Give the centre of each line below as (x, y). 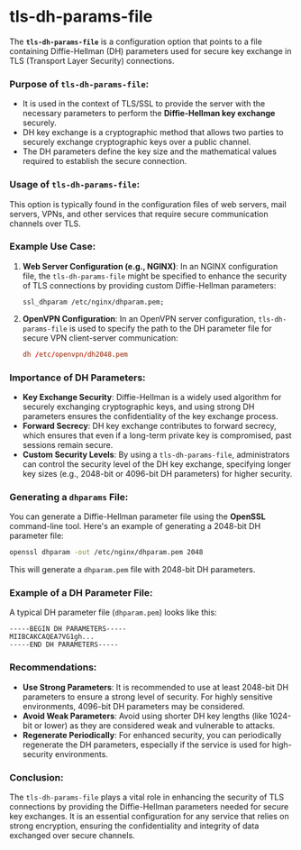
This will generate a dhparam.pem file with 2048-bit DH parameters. (132, 570)
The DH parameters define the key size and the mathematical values (150, 151)
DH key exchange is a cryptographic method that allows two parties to (153, 133)
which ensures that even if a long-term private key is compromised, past (157, 435)
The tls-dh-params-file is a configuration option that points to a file (136, 41)
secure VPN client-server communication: (100, 338)
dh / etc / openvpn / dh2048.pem (75, 354)
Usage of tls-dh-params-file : (75, 185)
